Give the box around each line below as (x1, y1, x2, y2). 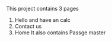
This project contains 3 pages (6, 5, 79, 12)
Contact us (14, 23, 42, 30)
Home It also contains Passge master (14, 29, 106, 36)
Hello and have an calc (14, 17, 71, 23)
